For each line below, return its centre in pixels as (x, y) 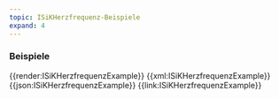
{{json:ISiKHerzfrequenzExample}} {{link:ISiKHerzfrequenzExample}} (136, 85)
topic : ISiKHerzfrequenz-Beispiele (75, 17)
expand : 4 (27, 26)
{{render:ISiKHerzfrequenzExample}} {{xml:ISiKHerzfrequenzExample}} (140, 75)
